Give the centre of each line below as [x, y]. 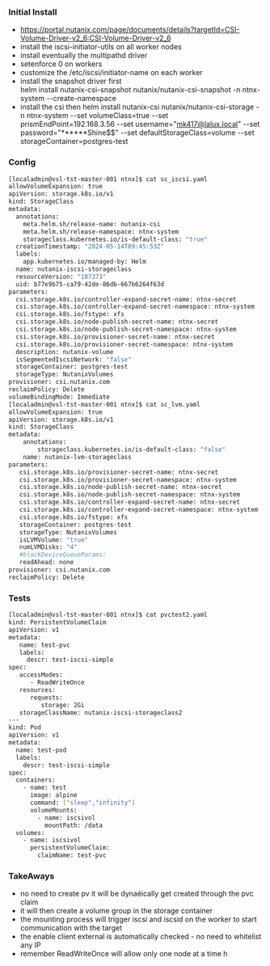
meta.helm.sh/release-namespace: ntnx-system [101, 232]
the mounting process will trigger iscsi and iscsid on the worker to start [138, 919]
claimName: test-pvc [72, 855]
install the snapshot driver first [71, 81]
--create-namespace [82, 99]
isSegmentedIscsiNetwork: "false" [74, 359]
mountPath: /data [74, 825]
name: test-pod [41, 750]
